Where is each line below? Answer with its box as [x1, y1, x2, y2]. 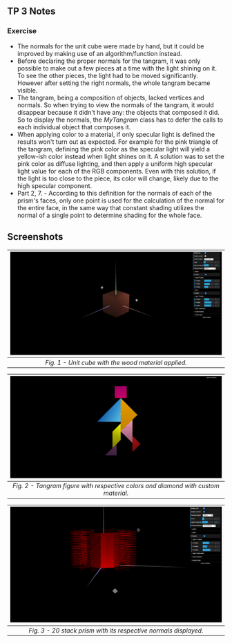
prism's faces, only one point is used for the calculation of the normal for [17, 196, 224, 205]
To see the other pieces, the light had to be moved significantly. [17, 71, 199, 80]
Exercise [7, 26, 37, 36]
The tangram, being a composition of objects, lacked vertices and [17, 93, 205, 102]
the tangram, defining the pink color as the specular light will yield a [17, 145, 211, 153]
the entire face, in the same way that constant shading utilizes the [17, 203, 205, 212]
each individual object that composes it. [17, 122, 131, 131]
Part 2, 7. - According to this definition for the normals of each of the [17, 189, 213, 197]
